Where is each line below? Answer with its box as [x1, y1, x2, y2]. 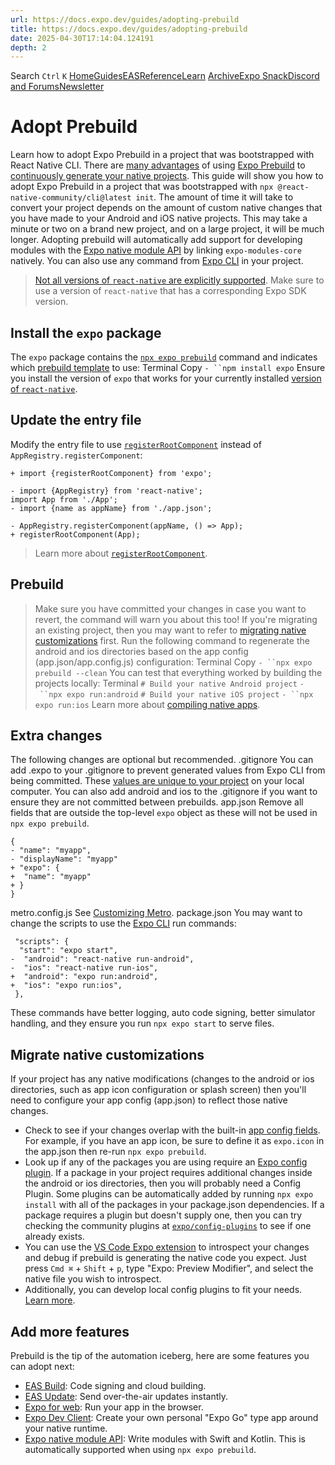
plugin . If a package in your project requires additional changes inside [24, 1167, 313, 1179]
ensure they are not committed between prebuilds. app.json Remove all [10, 796, 304, 808]
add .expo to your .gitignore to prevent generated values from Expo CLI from [10, 764, 326, 776]
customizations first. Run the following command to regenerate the [34, 634, 310, 646]
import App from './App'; [10, 494, 118, 505]
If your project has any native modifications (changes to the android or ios [10, 1073, 315, 1085]
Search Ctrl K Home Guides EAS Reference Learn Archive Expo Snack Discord [10, 70, 320, 82]
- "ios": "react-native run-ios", [10, 963, 159, 973]
